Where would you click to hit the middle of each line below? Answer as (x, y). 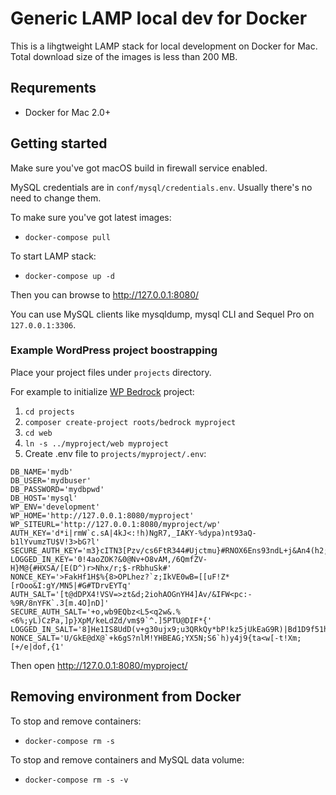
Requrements (53, 88)
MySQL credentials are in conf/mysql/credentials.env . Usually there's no (161, 187)
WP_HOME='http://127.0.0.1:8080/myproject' (102, 515)
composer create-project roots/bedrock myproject (130, 422)
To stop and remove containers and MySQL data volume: (127, 759)
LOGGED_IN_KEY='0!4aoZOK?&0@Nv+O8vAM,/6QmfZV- (109, 559)
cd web (38, 433)
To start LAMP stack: (53, 256)
